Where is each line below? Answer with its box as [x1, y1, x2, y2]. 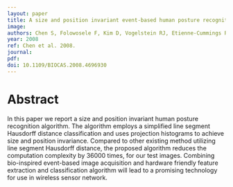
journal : [7, 49, 33, 56]
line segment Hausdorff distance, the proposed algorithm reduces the [7, 143, 207, 152]
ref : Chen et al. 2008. [7, 42, 76, 49]
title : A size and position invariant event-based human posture [7, 17, 200, 24]
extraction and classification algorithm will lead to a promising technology [7, 166, 218, 174]
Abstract [7, 91, 59, 107]
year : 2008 [7, 36, 39, 43]
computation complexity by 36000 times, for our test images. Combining [7, 151, 215, 159]
